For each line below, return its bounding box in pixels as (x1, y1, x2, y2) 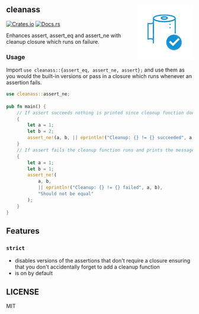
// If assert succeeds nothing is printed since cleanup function (17, 109, 184, 116)
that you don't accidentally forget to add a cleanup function (14, 263, 160, 271)
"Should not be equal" (37, 191, 94, 197)
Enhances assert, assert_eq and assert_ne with (6, 32, 121, 39)
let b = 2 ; (27, 128, 54, 135)
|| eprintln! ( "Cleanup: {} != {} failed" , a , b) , (37, 184, 163, 191)
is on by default (14, 270, 53, 277)
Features (6, 226, 40, 236)
